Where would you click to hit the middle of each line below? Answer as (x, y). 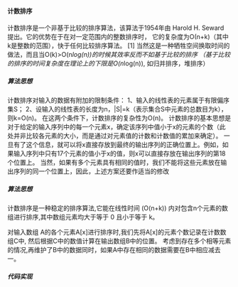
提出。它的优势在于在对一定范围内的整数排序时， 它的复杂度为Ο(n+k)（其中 (118, 37)
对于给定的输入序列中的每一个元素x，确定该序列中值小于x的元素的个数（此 (117, 127)
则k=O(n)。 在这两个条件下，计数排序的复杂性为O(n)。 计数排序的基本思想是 (119, 118)
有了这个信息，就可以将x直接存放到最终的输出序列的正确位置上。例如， (118, 145)
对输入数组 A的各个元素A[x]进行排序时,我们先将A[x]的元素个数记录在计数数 (117, 232)
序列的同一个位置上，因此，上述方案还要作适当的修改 (91, 171)
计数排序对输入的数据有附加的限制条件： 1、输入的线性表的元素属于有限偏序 (118, 100)
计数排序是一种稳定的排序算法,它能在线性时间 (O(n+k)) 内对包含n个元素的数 (118, 208)
